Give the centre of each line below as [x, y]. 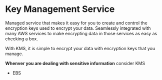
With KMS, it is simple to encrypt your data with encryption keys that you [80, 48]
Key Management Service [60, 9]
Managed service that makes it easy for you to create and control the [76, 23]
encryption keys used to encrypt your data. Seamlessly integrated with [78, 28]
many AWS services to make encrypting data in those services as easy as [81, 33]
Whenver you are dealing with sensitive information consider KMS [75, 63]
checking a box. [22, 39]
